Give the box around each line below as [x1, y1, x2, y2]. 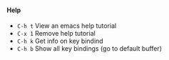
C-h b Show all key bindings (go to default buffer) [16, 44, 162, 53]
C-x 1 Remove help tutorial [16, 29, 96, 38]
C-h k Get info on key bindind [16, 36, 104, 46]
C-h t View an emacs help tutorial [16, 21, 117, 30]
